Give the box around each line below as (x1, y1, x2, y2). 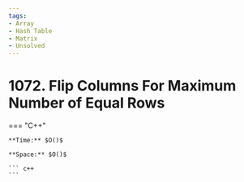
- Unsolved (8, 42, 45, 50)
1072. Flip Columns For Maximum (8, 77, 237, 95)
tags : (8, 11, 27, 20)
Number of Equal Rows (8, 94, 165, 112)
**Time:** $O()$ (8, 137, 63, 145)
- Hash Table (8, 27, 53, 35)
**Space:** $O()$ (8, 150, 67, 159)
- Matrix (8, 34, 38, 43)
